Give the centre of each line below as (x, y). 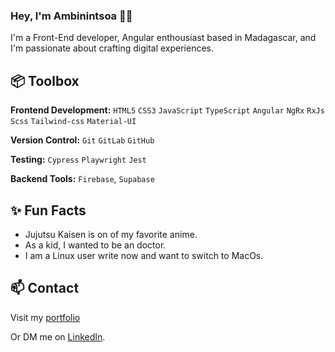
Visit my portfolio (45, 317)
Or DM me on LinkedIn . (58, 336)
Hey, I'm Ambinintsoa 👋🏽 (71, 16)
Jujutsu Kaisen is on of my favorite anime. (111, 234)
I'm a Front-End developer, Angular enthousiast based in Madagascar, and (163, 38)
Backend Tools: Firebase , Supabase (82, 179)
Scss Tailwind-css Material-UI (73, 122)
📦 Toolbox (45, 80)
